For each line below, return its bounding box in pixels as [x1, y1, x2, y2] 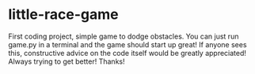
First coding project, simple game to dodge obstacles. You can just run [8, 31, 239, 41]
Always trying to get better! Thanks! [8, 57, 125, 66]
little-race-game [8, 6, 119, 24]
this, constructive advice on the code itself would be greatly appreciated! [8, 48, 247, 57]
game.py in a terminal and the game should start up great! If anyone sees [8, 39, 247, 49]
